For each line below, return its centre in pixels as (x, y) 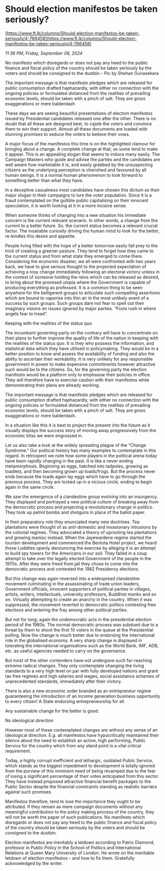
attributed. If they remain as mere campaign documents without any (74, 806)
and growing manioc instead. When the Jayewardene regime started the (78, 537)
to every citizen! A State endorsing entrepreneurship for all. (65, 701)
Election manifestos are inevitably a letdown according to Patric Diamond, (80, 842)
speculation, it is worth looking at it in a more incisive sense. (66, 205)
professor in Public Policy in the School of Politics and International (73, 847)
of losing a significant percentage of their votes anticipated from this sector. (82, 776)
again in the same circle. (30, 487)
